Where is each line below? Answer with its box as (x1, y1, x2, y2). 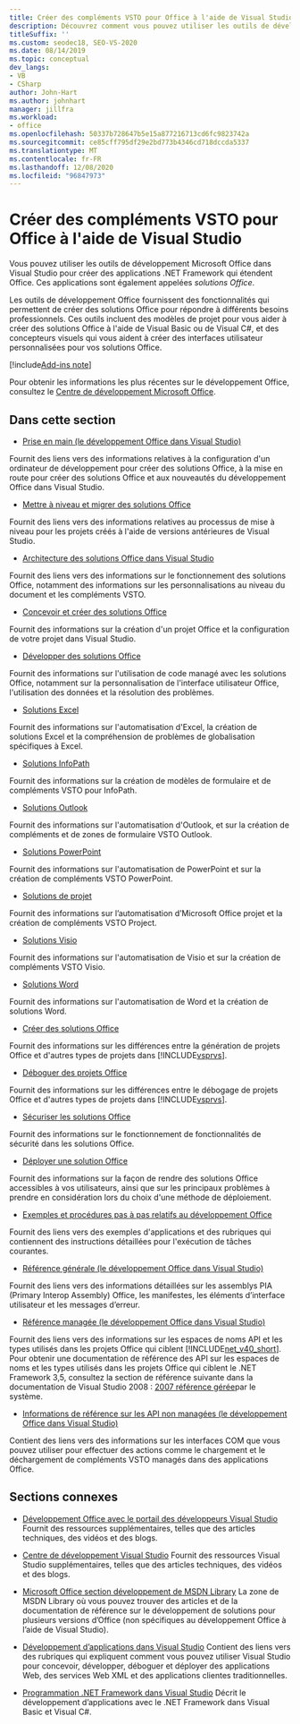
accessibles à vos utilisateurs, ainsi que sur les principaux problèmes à (9, 1183, 271, 1193)
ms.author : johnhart (9, 96, 87, 106)
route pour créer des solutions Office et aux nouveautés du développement (9, 472, 287, 483)
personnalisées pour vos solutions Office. (9, 342, 162, 353)
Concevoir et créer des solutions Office (21, 607, 167, 617)
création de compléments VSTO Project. (9, 918, 158, 928)
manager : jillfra (9, 105, 74, 114)
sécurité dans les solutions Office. (9, 1138, 135, 1149)
